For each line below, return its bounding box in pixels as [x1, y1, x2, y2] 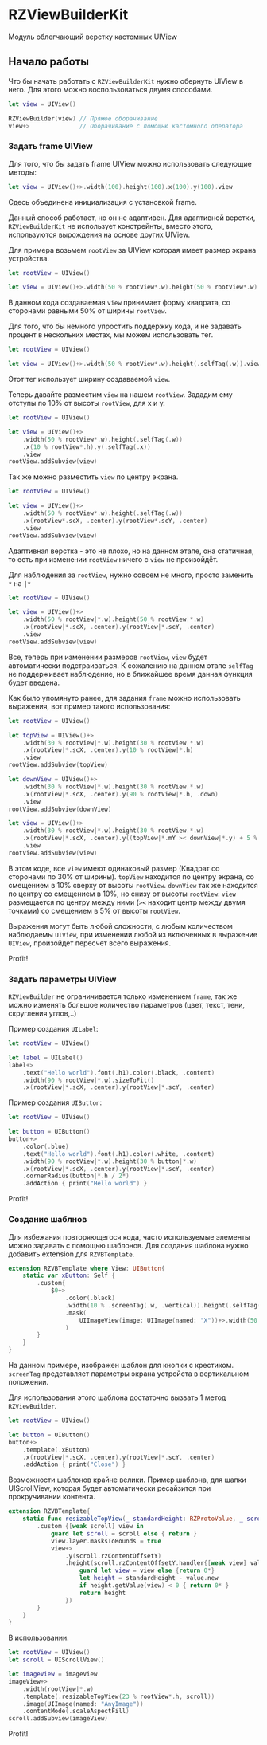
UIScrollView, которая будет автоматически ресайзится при [8, 1484, 211, 1493]
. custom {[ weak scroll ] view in [37, 1523, 145, 1531]
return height [79, 1589, 126, 1597]
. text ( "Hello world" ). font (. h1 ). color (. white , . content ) [22, 1150, 215, 1157]
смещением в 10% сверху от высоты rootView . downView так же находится [8, 880, 258, 890]
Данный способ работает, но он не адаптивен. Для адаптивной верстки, [8, 213, 256, 222]
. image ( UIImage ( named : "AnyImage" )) [22, 1700, 145, 1708]
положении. [8, 1378, 49, 1387]
